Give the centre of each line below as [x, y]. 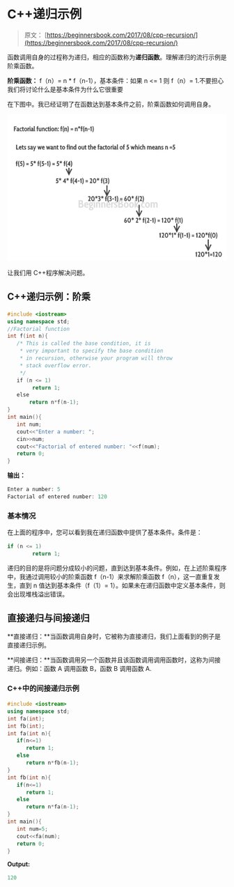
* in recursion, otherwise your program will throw [96, 358]
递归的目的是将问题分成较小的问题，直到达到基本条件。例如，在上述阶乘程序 [117, 568]
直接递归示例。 [29, 645]
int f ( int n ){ [28, 336]
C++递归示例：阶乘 [49, 297]
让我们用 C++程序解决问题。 [48, 272]
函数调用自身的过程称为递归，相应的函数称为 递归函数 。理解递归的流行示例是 [117, 57]
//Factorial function [39, 329]
